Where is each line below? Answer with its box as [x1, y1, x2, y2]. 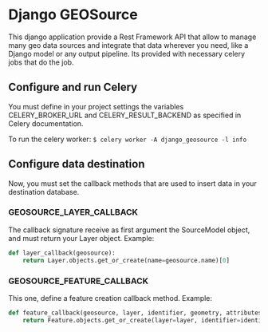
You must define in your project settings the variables [8, 101, 184, 111]
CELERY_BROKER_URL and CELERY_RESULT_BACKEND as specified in [8, 110, 242, 120]
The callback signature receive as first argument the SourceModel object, [8, 225, 250, 235]
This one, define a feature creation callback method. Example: [8, 293, 213, 302]
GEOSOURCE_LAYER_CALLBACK [8, 207, 138, 218]
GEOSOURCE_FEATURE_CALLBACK [8, 275, 149, 287]
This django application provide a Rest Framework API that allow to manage [8, 32, 257, 41]
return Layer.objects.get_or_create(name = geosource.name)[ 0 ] [22, 256, 230, 264]
